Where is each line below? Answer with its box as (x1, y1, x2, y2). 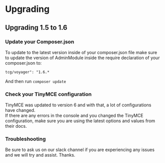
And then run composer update (5, 78, 66, 84)
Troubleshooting (5, 136, 46, 143)
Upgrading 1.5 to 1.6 (5, 23, 68, 32)
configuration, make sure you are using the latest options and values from (5, 118, 156, 124)
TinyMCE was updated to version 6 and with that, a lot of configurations (5, 102, 152, 108)
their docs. (5, 123, 27, 129)
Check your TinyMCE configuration (5, 90, 92, 97)
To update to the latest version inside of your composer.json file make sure (5, 49, 157, 55)
